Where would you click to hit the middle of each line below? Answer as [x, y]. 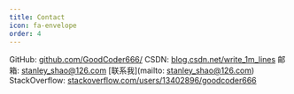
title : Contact [37, 17]
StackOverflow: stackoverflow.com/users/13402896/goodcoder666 [133, 81]
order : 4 [25, 33]
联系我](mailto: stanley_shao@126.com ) [183, 70]
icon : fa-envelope [43, 25]
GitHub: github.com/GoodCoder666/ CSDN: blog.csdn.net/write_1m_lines [143, 60]
